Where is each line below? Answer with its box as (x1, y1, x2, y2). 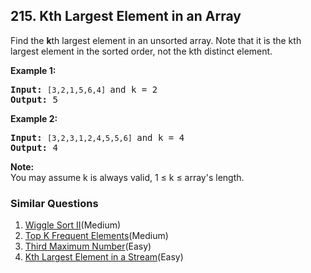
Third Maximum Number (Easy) (24, 240, 152, 253)
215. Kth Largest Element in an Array (10, 8, 242, 25)
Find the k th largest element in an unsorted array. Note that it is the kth (10, 34, 302, 46)
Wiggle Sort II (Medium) (24, 219, 122, 231)
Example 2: (10, 112, 58, 124)
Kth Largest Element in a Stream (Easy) (24, 251, 184, 263)
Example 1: (10, 64, 57, 76)
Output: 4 (10, 142, 58, 153)
